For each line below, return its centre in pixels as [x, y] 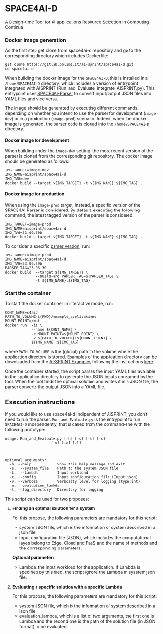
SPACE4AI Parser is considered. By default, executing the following [72, 210]
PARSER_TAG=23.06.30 [26, 268]
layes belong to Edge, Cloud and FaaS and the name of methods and [88, 543]
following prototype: [25, 429]
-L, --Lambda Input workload [49, 473]
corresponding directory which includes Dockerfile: [57, 56]
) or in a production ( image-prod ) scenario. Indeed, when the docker [79, 119]
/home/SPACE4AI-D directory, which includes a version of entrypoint [72, 83]
